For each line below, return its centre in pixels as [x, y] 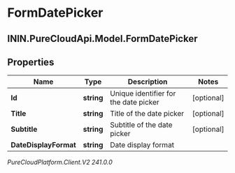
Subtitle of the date [141, 125]
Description [148, 82]
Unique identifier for [143, 93]
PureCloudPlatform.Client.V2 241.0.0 [60, 163]
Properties [31, 62]
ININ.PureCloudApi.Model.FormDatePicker [102, 39]
